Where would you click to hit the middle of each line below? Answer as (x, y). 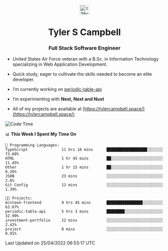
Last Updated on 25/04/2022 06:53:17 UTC (50, 243)
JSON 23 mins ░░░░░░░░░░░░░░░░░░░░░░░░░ (84, 176)
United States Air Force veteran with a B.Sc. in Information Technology (86, 59)
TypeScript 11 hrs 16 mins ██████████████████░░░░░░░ (84, 150)
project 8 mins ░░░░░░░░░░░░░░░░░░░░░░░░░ (84, 229)
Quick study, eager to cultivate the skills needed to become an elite (82, 74)
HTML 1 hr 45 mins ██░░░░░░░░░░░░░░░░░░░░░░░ (84, 159)
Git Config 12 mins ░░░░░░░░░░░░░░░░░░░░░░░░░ (84, 185)
